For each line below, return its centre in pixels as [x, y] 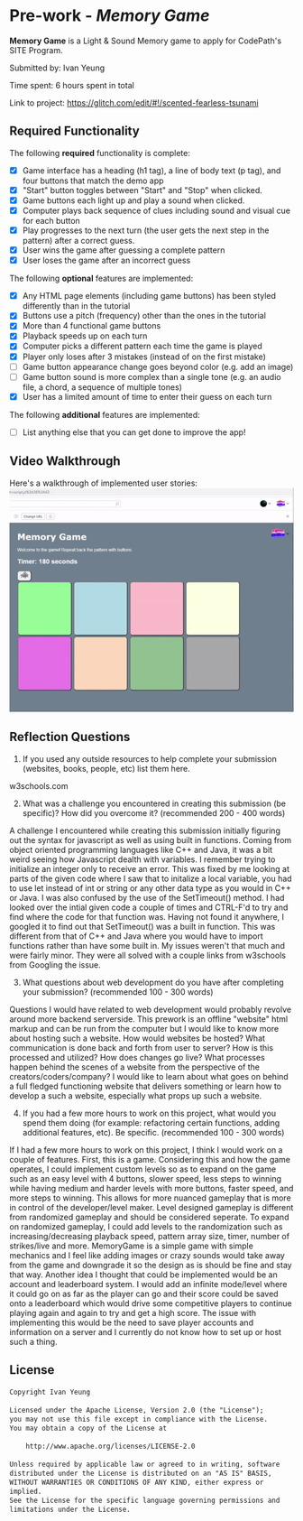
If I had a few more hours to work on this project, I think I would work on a [146, 1150]
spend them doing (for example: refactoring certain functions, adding [151, 1122]
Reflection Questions [70, 737]
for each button [51, 221]
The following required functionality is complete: [100, 153]
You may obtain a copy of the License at [88, 1428]
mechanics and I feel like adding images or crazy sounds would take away [147, 1255]
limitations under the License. [70, 1509]
